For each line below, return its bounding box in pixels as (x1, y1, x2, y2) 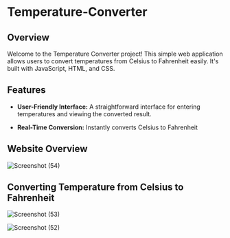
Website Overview (7, 143, 88, 155)
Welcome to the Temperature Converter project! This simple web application (7, 50, 223, 58)
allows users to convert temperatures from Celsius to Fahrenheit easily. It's (7, 57, 219, 65)
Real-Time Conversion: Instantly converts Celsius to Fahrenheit (16, 123, 198, 131)
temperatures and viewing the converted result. (16, 109, 152, 118)
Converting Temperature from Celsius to (7, 182, 184, 193)
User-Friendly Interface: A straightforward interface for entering (16, 102, 200, 111)
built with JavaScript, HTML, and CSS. (7, 65, 115, 72)
